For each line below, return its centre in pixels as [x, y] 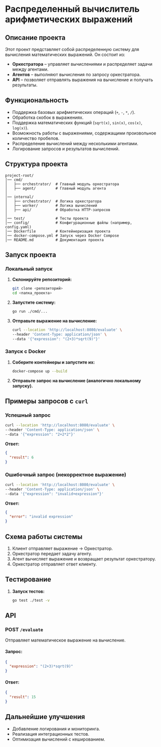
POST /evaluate [24, 630]
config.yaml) [18, 227]
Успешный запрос [28, 415]
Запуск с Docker [25, 351]
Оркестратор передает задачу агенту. [52, 554]
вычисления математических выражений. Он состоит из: [65, 54]
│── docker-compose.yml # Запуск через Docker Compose [62, 236]
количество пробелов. [36, 138]
